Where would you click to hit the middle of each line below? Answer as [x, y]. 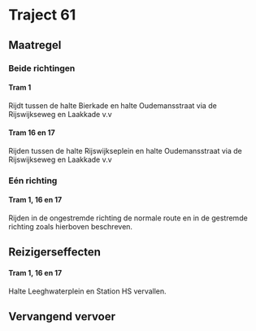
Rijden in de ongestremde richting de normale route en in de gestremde [128, 218]
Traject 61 [42, 15]
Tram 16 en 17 [32, 133]
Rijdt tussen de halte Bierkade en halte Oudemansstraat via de [113, 105]
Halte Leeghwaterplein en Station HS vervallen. [87, 291]
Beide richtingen [42, 68]
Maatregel [35, 45]
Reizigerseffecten [55, 253]
